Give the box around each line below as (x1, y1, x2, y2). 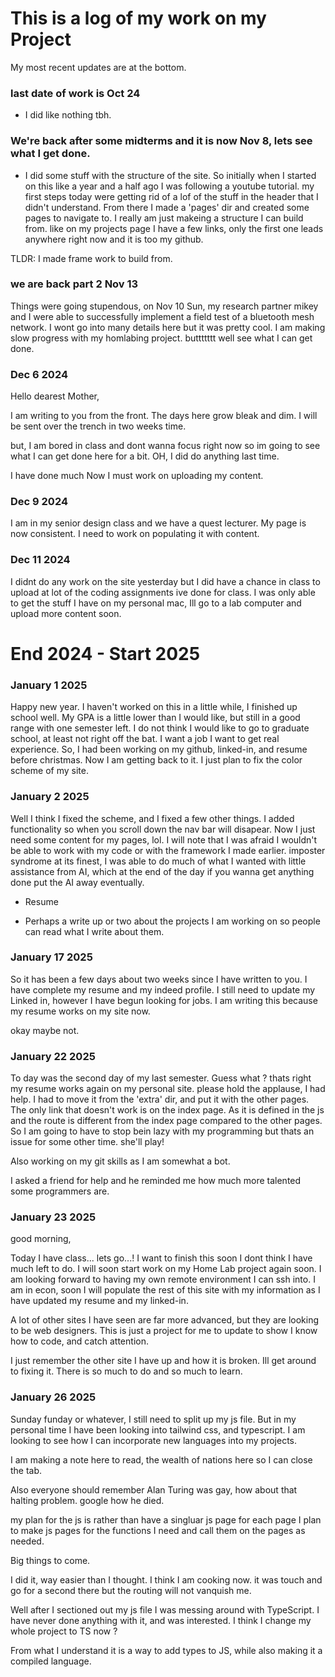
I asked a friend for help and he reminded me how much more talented (10, 1175, 302, 1187)
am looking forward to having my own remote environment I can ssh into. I (10, 1273, 316, 1286)
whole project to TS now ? (10, 1625, 118, 1637)
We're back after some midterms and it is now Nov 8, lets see (10, 134, 313, 148)
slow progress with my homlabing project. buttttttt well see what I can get (10, 332, 313, 344)
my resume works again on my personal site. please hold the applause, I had (10, 1083, 326, 1095)
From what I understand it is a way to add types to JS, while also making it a (10, 1644, 323, 1656)
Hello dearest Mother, (10, 390, 100, 402)
